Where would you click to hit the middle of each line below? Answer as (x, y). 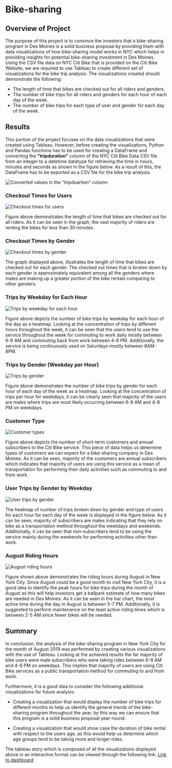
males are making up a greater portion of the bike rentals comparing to (80, 278)
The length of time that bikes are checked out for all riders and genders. (89, 89)
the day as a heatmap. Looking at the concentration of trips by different (81, 324)
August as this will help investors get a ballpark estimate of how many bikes (85, 593)
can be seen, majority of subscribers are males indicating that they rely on (84, 520)
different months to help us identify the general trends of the (77, 707)
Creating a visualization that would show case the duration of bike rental (89, 728)
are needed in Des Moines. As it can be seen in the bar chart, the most (80, 598)
